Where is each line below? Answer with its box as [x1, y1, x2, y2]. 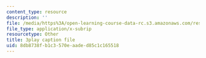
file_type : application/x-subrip [6, 25, 92, 32]
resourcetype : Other [6, 31, 59, 37]
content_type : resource [6, 8, 67, 15]
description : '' [6, 14, 48, 21]
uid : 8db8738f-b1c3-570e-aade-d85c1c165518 [6, 43, 120, 49]
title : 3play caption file [6, 37, 75, 43]
